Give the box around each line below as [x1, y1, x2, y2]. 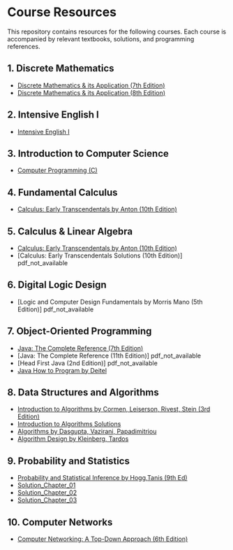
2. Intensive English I [7, 109, 99, 121]
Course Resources [7, 4, 117, 20]
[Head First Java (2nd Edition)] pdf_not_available [17, 358, 158, 367]
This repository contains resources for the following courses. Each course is [7, 27, 227, 36]
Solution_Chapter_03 [17, 496, 77, 505]
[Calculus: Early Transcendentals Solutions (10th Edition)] [17, 251, 183, 260]
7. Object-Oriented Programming [7, 325, 152, 337]
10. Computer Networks [7, 516, 113, 528]
